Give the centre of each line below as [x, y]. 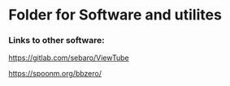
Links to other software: [56, 41]
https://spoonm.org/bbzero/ [55, 74]
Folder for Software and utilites [115, 15]
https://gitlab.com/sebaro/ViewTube [69, 58]
